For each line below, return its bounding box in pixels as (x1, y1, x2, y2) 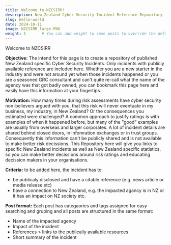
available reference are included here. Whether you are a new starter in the (5, 66, 163, 72)
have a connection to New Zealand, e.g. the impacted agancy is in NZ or (12, 187, 164, 194)
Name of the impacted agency (12, 218, 76, 224)
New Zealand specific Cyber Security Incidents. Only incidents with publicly (5, 61, 164, 66)
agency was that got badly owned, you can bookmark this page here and (5, 82, 159, 88)
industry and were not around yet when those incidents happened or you (5, 71, 158, 77)
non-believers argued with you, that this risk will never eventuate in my (5, 103, 154, 108)
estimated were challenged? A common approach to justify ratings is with (5, 114, 159, 120)
